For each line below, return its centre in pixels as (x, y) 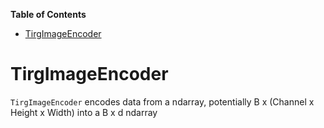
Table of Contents (48, 14)
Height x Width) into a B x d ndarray (84, 112)
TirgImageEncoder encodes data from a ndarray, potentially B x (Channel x (162, 101)
